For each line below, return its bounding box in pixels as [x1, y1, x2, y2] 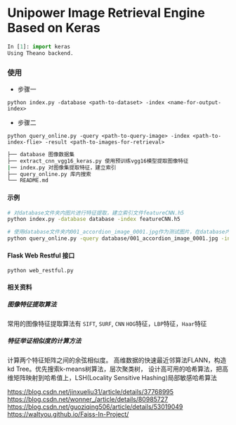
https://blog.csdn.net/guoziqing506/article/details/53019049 [7, 402, 183, 411]
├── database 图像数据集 [7, 151, 75, 158]
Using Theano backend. [7, 49, 74, 57]
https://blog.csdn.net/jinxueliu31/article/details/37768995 [7, 387, 174, 395]
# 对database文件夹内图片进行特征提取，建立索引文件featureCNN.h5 [7, 209, 185, 216]
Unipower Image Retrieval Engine [7, 5, 205, 21]
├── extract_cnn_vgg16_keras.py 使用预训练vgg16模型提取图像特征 [7, 157, 189, 165]
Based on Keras [7, 20, 100, 36]
